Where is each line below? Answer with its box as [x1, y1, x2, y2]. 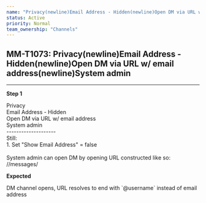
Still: [6, 134, 17, 142]
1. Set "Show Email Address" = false [6, 141, 97, 148]
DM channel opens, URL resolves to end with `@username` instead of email [6, 185, 197, 192]
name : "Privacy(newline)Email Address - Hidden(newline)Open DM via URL [6, 9, 196, 15]
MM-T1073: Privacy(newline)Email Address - [6, 48, 181, 59]
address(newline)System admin [6, 68, 131, 79]
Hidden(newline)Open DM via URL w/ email [6, 58, 174, 69]
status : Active [6, 15, 45, 21]
